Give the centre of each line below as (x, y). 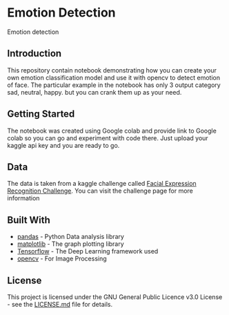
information (23, 198)
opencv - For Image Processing (62, 259)
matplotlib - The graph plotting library (70, 244)
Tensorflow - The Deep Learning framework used (88, 251)
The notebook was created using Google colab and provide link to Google (112, 131)
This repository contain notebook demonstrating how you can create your (112, 70)
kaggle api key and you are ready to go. (63, 145)
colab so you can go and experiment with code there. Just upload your (108, 138)
